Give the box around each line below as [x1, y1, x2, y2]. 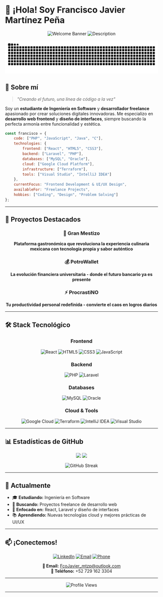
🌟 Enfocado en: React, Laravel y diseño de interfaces [12, 507, 119, 513]
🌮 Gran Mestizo [63, 230, 100, 237]
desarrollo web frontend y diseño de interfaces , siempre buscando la [5, 116, 147, 122]
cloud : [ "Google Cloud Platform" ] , [22, 161, 95, 166]
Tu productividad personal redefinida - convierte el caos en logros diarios [5, 302, 158, 307]
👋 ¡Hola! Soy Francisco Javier [5, 4, 126, 16]
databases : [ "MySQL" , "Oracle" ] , [22, 156, 90, 161]
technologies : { [14, 141, 47, 146]
